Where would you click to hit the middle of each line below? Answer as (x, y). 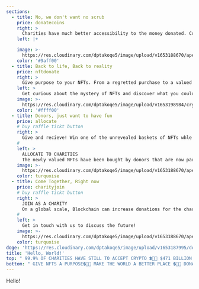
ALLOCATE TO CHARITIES (50, 154)
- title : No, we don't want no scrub (58, 17)
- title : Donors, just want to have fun (62, 116)
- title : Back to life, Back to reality (62, 66)
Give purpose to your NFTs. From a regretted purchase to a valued (107, 83)
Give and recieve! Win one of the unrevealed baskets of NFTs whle (107, 138)
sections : (18, 12)
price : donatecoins (41, 22)
